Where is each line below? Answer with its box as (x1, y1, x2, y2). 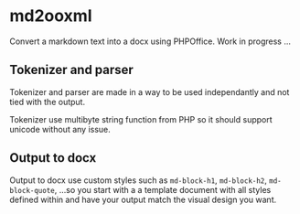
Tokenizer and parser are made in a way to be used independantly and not (9, 86, 290, 97)
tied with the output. (9, 96, 85, 107)
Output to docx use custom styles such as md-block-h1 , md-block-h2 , (9, 175, 268, 186)
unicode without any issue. (9, 123, 112, 134)
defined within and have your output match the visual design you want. (9, 194, 277, 205)
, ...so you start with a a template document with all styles (54, 184, 272, 195)
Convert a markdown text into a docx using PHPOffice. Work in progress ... (9, 36, 291, 47)
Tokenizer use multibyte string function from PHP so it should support (9, 113, 273, 124)
